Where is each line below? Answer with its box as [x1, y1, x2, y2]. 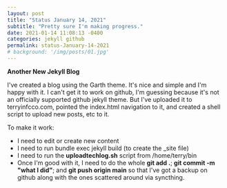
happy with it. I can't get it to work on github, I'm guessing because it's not [7, 87, 219, 96]
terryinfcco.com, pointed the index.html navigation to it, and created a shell [7, 103, 221, 111]
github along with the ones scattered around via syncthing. [17, 173, 185, 181]
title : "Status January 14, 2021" [7, 17, 107, 23]
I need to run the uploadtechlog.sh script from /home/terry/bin [17, 151, 197, 159]
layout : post [7, 10, 45, 17]
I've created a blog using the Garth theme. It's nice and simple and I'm [7, 81, 207, 89]
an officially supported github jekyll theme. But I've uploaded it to [7, 95, 193, 103]
